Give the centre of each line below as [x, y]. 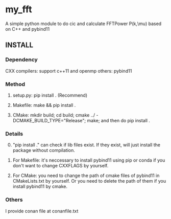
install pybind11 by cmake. [40, 187]
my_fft [19, 9]
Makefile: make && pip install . [44, 105]
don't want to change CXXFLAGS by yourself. [60, 166]
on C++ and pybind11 [28, 29]
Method [15, 84]
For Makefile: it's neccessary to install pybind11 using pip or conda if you [89, 160]
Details [14, 134]
